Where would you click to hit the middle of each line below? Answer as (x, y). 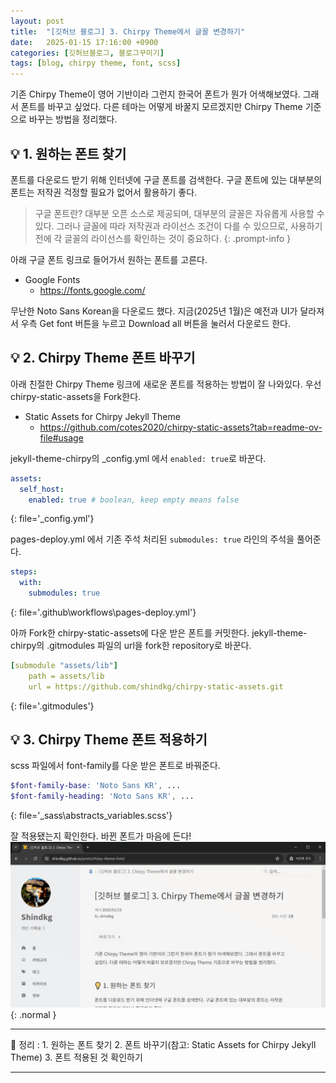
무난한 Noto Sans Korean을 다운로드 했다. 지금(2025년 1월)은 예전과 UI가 (154, 311)
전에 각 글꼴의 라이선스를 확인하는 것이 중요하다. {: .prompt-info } (163, 238)
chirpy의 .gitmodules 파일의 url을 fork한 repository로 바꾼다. (131, 645)
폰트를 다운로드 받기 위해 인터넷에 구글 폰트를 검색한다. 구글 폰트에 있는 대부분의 (166, 179)
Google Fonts (52, 279)
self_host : (42, 489)
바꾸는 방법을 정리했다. (73, 119)
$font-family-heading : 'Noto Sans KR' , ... (102, 796)
